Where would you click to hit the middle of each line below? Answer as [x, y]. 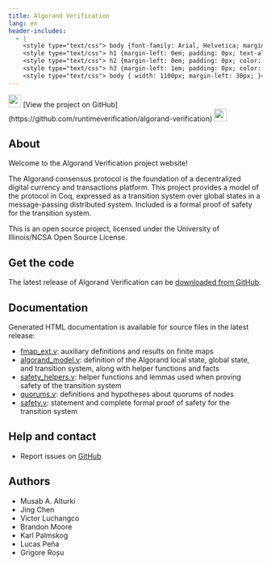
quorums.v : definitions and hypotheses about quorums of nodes [127, 394]
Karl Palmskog [44, 535]
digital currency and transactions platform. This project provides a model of [134, 187]
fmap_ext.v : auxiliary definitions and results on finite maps [117, 351]
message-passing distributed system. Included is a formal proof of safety [130, 205]
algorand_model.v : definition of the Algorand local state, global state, [135, 360]
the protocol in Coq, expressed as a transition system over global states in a [134, 196]
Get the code [42, 263]
